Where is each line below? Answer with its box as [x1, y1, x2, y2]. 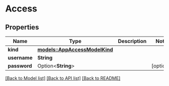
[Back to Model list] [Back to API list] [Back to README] [5, 75, 121, 81]
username [8, 54, 33, 61]
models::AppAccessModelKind [37, 46, 113, 53]
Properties [5, 23, 39, 31]
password [8, 62, 32, 69]
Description [118, 38, 147, 44]
